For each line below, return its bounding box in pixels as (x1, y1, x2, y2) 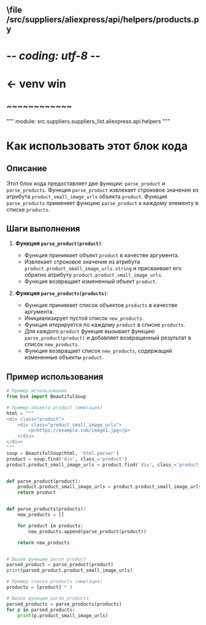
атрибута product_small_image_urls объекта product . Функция (6, 193, 167, 200)
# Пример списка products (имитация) (6, 578, 103, 585)
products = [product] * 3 (6, 584, 72, 591)
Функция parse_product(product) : (15, 239, 103, 247)
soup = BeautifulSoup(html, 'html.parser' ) (6, 450, 120, 456)
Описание (6, 163, 47, 174)
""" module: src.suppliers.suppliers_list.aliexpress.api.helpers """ (6, 117, 170, 125)
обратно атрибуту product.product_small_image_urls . (24, 271, 163, 279)
